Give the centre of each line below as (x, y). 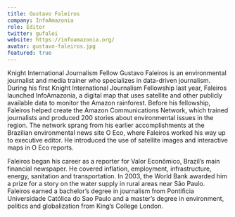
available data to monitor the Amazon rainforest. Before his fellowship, (109, 103)
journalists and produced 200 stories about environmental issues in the (110, 117)
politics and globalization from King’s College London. (85, 206)
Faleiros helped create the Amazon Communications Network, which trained (118, 110)
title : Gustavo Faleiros (44, 14)
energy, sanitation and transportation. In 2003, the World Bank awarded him (117, 176)
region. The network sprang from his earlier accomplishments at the (106, 125)
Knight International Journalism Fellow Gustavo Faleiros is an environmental (117, 73)
